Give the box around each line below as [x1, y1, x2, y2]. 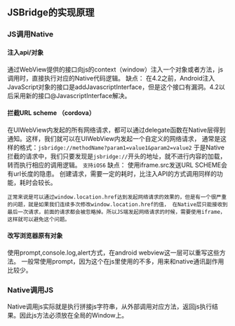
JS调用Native [7, 29, 54, 39]
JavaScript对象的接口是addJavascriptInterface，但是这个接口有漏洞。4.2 [7, 83, 220, 91]
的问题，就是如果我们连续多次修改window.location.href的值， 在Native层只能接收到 [7, 201, 228, 208]
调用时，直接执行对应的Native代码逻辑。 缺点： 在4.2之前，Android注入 [7, 74, 215, 82]
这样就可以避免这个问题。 [7, 216, 70, 223]
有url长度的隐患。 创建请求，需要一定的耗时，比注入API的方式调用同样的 [7, 169, 217, 177]
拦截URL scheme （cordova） [7, 109, 95, 117]
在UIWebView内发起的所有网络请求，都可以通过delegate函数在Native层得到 [7, 125, 226, 134]
